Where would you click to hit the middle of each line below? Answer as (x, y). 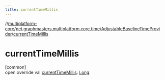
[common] (15, 67)
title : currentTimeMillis (31, 10)
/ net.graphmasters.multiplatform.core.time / (58, 29)
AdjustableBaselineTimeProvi (130, 29)
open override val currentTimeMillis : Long (47, 72)
